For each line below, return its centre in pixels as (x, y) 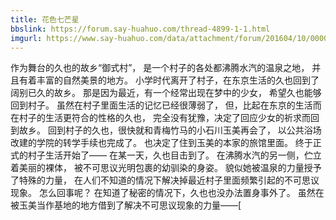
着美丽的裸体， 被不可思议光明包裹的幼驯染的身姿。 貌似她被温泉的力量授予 (166, 168)
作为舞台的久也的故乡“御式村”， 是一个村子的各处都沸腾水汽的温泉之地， (160, 68)
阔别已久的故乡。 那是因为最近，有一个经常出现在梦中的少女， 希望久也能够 (166, 93)
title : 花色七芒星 (45, 19)
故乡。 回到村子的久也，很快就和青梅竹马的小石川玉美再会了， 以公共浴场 (170, 130)
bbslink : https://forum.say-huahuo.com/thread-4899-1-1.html (140, 29)
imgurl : (26, 38)
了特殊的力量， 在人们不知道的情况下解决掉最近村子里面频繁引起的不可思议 (165, 180)
